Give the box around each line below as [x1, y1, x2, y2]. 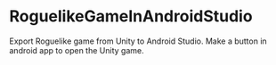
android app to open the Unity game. [9, 45, 144, 55]
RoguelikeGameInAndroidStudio [9, 6, 253, 27]
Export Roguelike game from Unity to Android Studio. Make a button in [9, 36, 267, 46]
